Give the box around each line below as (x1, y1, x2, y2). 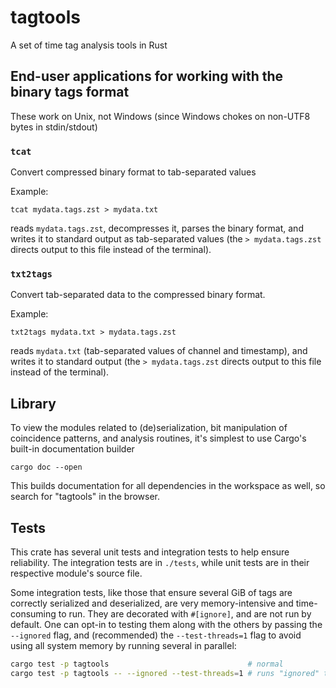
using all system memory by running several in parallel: (10, 639, 237, 651)
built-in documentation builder (10, 443, 135, 455)
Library (10, 395, 57, 412)
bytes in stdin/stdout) (10, 121, 98, 133)
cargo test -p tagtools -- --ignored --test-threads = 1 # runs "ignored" (10, 668, 320, 678)
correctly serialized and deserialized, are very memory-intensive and (10, 597, 294, 609)
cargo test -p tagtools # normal (10, 659, 284, 669)
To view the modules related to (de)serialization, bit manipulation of (10, 422, 288, 434)
